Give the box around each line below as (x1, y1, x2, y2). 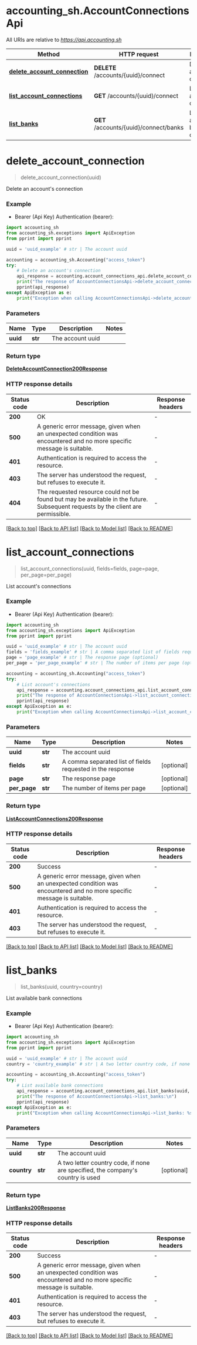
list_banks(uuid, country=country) (20, 983, 103, 990)
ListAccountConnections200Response (6, 815, 104, 822)
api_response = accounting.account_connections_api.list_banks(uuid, (16, 1088, 191, 1094)
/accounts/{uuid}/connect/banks (93, 123, 184, 131)
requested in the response (62, 765, 135, 773)
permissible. (37, 509, 71, 518)
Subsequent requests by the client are (37, 502, 142, 511)
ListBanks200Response (6, 1204, 66, 1211)
